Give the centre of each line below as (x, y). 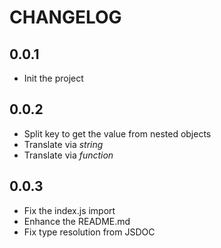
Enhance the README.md (77, 221)
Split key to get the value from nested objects (117, 133)
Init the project (53, 78)
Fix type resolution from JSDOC (89, 232)
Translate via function (68, 155)
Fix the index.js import (69, 210)
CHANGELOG (65, 17)
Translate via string (63, 144)
